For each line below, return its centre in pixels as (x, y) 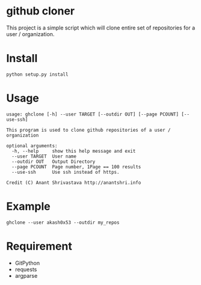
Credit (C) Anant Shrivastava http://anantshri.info (74, 182)
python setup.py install (37, 74)
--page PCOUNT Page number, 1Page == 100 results (76, 167)
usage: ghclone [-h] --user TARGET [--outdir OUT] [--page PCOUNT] (93, 114)
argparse (26, 275)
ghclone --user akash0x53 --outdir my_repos (63, 222)
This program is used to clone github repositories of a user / (88, 130)
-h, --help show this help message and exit (74, 151)
